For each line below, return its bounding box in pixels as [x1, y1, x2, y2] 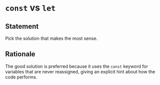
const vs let [5, 2, 56, 14]
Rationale [5, 50, 36, 58]
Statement [5, 22, 39, 31]
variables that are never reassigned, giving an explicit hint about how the [5, 68, 155, 74]
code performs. [5, 74, 38, 80]
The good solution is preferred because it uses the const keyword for [5, 63, 148, 69]
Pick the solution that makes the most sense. [5, 35, 98, 41]
